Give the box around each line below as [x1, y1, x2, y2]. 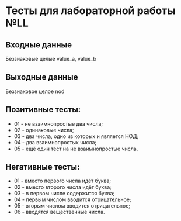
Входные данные [5, 40, 72, 50]
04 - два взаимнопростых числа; [13, 139, 97, 146]
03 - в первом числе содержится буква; [13, 190, 115, 197]
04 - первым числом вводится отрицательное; [13, 196, 132, 203]
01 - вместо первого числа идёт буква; [13, 177, 112, 185]
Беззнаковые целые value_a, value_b [5, 56, 97, 62]
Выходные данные [5, 72, 78, 82]
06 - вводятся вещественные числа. [13, 209, 105, 216]
